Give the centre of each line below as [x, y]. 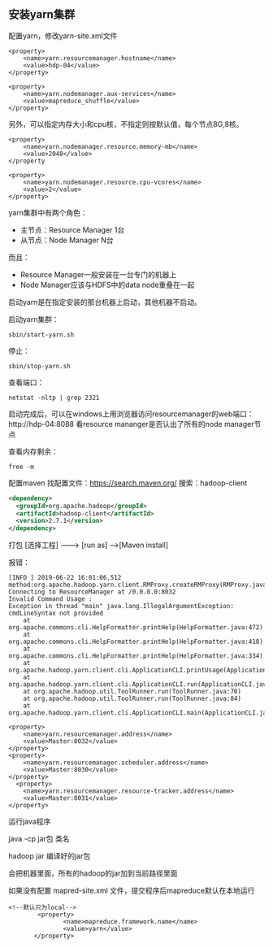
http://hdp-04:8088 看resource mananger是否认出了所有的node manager [131, 424]
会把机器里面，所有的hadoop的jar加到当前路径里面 [93, 873]
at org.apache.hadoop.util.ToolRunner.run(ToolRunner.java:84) [132, 699]
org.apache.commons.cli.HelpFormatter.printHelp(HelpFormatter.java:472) [136, 628]
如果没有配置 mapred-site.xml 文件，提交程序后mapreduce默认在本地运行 [132, 891]
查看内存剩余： [33, 451]
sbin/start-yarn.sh [41, 335]
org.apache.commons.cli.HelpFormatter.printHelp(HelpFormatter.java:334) [136, 656]
